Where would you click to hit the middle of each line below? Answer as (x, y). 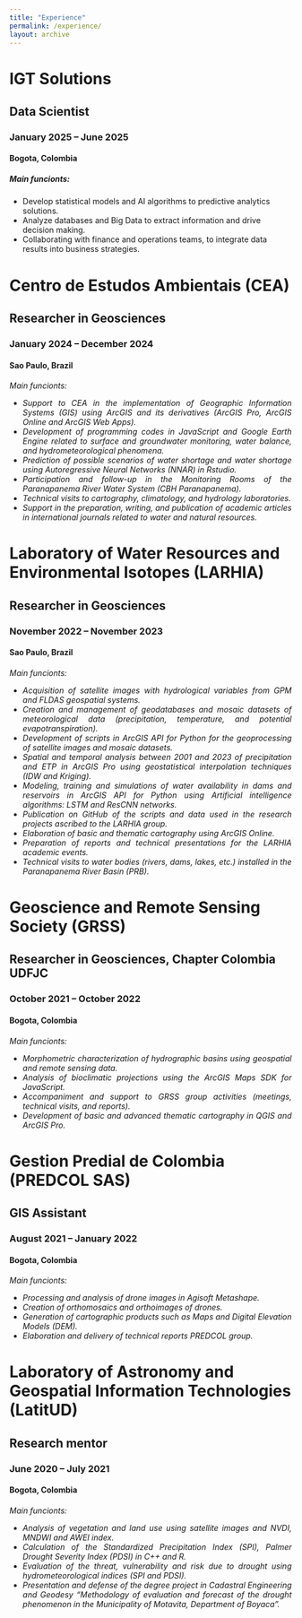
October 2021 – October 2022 (75, 999)
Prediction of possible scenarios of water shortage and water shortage (157, 460)
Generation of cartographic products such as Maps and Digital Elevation (157, 1317)
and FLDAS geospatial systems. (81, 699)
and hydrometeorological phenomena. (93, 451)
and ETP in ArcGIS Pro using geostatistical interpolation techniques (157, 766)
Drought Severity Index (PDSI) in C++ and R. (104, 1556)
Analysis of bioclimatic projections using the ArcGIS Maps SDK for (157, 1077)
